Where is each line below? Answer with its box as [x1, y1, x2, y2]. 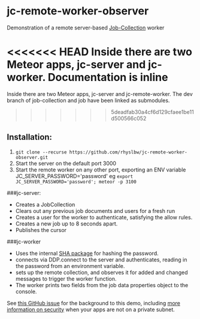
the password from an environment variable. [15, 262, 125, 269]
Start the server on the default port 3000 [15, 159, 116, 167]
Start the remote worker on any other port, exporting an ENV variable [15, 166, 186, 173]
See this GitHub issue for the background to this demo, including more [7, 299, 180, 306]
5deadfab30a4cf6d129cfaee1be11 [111, 108, 194, 115]
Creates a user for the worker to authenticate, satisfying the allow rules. [15, 213, 193, 221]
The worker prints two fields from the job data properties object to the [15, 281, 189, 288]
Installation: [7, 132, 53, 142]
